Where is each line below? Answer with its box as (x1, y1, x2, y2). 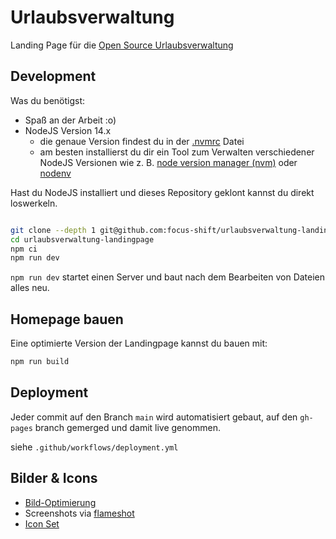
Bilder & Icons (10, 470, 98, 487)
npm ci (10, 244, 38, 254)
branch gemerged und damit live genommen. (34, 421, 221, 433)
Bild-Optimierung (24, 496, 97, 508)
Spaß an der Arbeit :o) (24, 114, 117, 126)
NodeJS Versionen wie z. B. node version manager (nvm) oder (39, 156, 298, 168)
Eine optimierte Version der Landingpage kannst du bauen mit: (10, 337, 268, 350)
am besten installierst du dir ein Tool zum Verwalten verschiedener (39, 146, 315, 158)
